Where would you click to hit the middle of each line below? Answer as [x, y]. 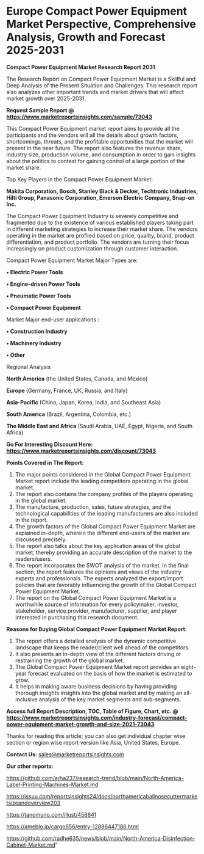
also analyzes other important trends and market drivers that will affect [95, 92]
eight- [188, 666]
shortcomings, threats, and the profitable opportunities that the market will [100, 141]
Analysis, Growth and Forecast [86, 37]
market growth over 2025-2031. [46, 98]
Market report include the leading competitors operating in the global [102, 481]
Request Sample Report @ [40, 110]
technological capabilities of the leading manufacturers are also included [106, 513]
